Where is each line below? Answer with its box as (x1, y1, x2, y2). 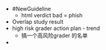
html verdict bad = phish (21, 12, 83, 19)
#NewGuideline (12, 5, 51, 12)
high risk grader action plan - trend (12, 24, 101, 32)
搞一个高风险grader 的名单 (21, 32, 88, 39)
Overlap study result (12, 18, 64, 25)
